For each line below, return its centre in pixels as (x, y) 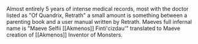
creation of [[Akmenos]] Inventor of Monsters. (64, 35)
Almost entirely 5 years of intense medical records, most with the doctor (97, 9)
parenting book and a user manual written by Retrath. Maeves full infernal (99, 22)
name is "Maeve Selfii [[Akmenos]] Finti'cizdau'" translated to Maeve (93, 28)
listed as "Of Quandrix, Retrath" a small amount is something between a (97, 15)
